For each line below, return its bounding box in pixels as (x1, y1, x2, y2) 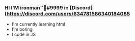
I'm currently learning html (11, 21, 66, 27)
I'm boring (11, 27, 33, 32)
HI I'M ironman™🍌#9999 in (4, 4, 69, 11)
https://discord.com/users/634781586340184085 (6, 10, 130, 17)
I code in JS (11, 31, 36, 38)
